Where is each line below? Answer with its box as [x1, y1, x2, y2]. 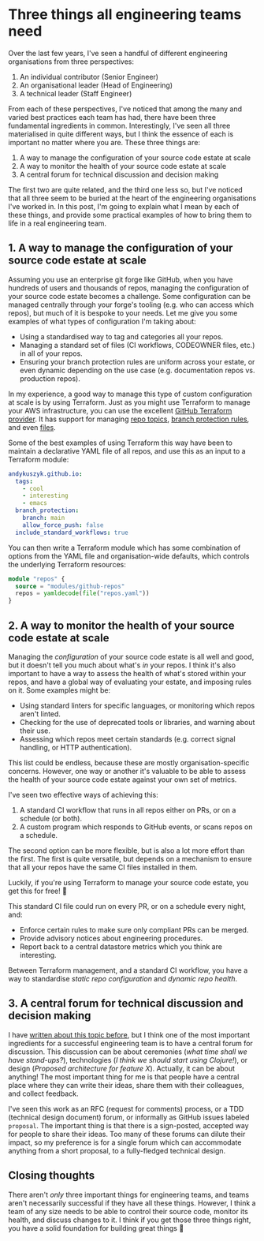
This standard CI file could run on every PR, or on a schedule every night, [8, 901, 247, 910]
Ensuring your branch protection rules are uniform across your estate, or [19, 357, 255, 366]
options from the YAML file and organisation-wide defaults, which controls [8, 551, 250, 561]
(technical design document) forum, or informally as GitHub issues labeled [8, 1112, 250, 1122]
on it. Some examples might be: [8, 685, 111, 695]
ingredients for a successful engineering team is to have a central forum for [8, 1038, 254, 1048]
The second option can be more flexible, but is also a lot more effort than [8, 846, 245, 855]
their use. [19, 726, 51, 735]
